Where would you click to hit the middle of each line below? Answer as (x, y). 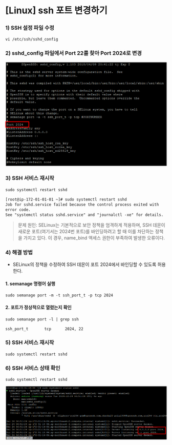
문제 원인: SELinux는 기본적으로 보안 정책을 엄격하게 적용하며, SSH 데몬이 (91, 225)
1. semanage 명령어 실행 (30, 284)
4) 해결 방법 (19, 252)
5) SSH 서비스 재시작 (30, 342)
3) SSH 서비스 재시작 (30, 178)
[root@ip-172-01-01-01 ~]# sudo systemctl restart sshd (66, 199)
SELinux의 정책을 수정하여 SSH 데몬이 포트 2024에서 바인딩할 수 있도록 (84, 265)
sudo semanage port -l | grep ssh (42, 319)
